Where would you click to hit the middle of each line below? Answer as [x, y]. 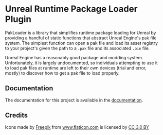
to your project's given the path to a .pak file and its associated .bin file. [77, 48]
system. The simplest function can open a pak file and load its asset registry [81, 43]
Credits [17, 115]
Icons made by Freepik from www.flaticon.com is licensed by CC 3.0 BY [77, 127]
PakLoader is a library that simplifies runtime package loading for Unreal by [81, 33]
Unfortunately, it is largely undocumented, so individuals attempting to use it [81, 63]
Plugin [18, 19]
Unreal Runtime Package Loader [71, 9]
